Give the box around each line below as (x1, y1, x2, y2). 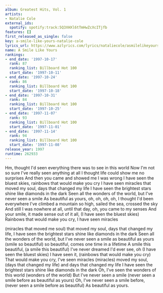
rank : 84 (9, 98, 27, 102)
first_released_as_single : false (5, 34, 73, 39)
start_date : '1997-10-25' (9, 106, 62, 112)
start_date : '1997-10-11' (9, 70, 62, 75)
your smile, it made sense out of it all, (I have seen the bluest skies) (5, 211, 140, 217)
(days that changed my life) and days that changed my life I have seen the (5, 261, 153, 267)
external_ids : (5, 20, 34, 26)
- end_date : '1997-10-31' (5, 93, 57, 98)
